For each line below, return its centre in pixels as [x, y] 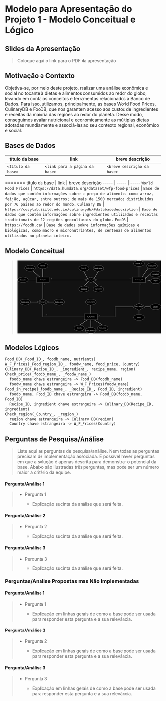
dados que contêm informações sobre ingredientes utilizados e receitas [82, 214]
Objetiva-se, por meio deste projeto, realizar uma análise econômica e [77, 88]
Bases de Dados [30, 146]
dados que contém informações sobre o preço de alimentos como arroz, [79, 194]
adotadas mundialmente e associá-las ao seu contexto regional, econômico [82, 125]
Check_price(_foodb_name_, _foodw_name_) [48, 374]
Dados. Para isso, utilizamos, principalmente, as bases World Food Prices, [81, 104]
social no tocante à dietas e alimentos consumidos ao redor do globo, [76, 93]
